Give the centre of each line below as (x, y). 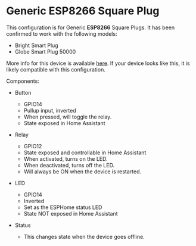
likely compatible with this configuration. (56, 69)
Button (23, 92)
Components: (23, 81)
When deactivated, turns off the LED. (69, 165)
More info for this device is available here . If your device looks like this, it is (98, 63)
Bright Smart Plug (36, 45)
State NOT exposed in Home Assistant (71, 213)
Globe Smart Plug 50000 (45, 51)
